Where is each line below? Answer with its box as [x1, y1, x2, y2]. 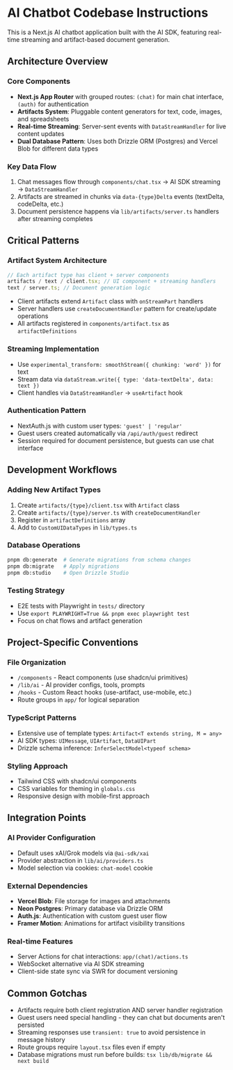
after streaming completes [17, 214, 93, 223]
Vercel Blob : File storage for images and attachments [17, 897, 170, 905]
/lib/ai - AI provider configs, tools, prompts [17, 681, 145, 689]
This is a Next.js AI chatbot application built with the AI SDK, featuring [7, 28, 207, 36]
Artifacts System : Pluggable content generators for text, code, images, [17, 107, 223, 116]
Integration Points [7, 812, 87, 824]
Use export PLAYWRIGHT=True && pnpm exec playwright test [17, 609, 190, 617]
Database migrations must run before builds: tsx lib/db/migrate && [17, 1050, 212, 1059]
